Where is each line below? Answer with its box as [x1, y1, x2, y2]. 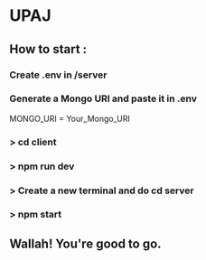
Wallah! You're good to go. [9, 236, 162, 251]
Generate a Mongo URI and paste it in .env [9, 92, 197, 105]
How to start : [9, 42, 88, 57]
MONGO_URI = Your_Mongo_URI [9, 113, 131, 124]
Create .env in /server [9, 69, 108, 81]
